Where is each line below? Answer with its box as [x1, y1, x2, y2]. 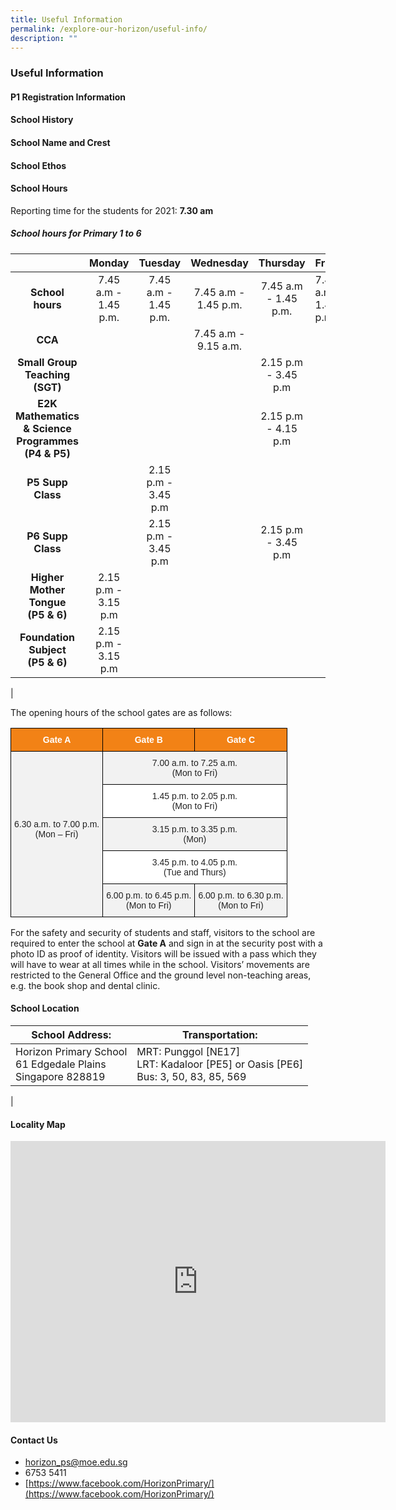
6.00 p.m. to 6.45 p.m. [106, 889, 192, 901]
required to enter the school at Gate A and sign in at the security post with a [10, 937, 323, 949]
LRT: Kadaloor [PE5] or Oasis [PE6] [136, 1057, 304, 1071]
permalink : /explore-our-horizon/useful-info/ [10, 24, 208, 34]
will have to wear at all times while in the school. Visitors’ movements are [10, 958, 310, 970]
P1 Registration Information [10, 91, 127, 103]
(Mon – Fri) [34, 828, 79, 840]
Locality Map [10, 1118, 66, 1130]
